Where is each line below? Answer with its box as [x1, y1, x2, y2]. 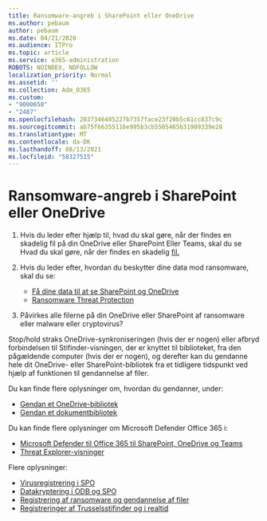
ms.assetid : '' [8, 78, 59, 86]
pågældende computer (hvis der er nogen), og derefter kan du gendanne [8, 352, 249, 361]
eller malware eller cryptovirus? [19, 319, 124, 329]
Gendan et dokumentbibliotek [19, 408, 118, 417]
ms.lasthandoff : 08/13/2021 [8, 145, 102, 153]
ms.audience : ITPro [8, 41, 73, 49]
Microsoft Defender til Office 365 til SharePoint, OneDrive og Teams [19, 439, 243, 448]
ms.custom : [8, 93, 45, 101]
